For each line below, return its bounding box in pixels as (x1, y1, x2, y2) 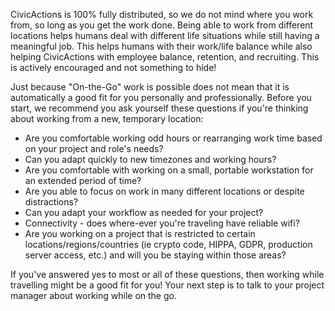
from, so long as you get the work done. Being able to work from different (10, 19, 314, 31)
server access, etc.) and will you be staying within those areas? (24, 249, 287, 261)
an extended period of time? (24, 175, 142, 186)
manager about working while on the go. (10, 290, 177, 301)
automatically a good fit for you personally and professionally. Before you (10, 92, 312, 103)
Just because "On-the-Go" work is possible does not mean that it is (10, 81, 290, 93)
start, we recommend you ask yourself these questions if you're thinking (10, 102, 309, 114)
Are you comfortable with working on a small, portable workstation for (24, 164, 314, 176)
